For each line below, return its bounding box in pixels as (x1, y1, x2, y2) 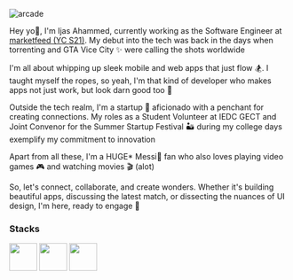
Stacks (9, 222, 40, 235)
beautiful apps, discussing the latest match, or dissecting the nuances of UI (9, 191, 286, 201)
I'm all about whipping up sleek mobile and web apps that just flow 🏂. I (9, 63, 269, 73)
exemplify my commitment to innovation (9, 134, 156, 144)
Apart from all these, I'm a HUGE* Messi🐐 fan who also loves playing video (9, 152, 284, 161)
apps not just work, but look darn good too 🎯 (9, 85, 173, 95)
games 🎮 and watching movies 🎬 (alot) (9, 161, 155, 172)
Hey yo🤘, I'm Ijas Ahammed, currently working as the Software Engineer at (9, 26, 282, 35)
